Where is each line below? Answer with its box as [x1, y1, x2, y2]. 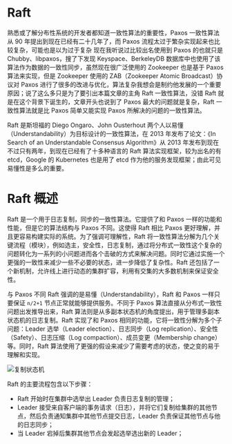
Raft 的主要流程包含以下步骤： [7, 380, 93, 388]
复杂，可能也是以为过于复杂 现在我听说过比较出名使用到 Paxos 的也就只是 [12, 46, 223, 54]
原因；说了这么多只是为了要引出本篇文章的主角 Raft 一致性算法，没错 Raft [7, 88, 216, 97]
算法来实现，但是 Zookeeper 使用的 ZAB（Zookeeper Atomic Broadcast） [7, 71, 217, 80]
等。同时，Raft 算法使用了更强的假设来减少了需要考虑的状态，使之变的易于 [7, 342, 220, 350]
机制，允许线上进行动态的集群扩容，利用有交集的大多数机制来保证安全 [19, 267, 219, 275]
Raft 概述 [7, 191, 59, 206]
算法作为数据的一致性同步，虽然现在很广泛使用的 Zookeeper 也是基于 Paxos [7, 63, 224, 71]
